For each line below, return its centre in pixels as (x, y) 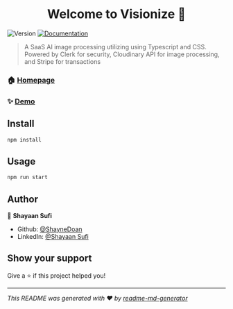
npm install (24, 140)
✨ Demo (21, 101)
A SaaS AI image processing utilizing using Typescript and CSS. (115, 47)
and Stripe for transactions (62, 61)
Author (23, 199)
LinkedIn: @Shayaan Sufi (53, 236)
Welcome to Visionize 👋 (116, 14)
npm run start (28, 177)
